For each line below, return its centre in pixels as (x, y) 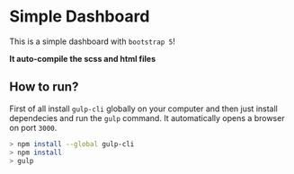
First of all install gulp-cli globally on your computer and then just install (144, 109)
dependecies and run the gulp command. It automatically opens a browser (147, 117)
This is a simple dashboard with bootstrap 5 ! (92, 41)
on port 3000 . (33, 127)
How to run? (44, 87)
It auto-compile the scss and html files (82, 58)
